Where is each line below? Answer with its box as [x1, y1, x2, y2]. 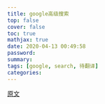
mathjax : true [7, 37, 49, 44]
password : [7, 50, 36, 57]
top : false [7, 17, 39, 24]
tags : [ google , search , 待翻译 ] [7, 63, 99, 70]
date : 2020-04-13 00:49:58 [7, 43, 86, 50]
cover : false [7, 23, 45, 30]
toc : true [7, 30, 36, 37]
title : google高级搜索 [7, 10, 69, 18]
